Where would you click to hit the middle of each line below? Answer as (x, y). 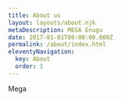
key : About (33, 60)
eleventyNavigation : (42, 52)
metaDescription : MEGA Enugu (55, 30)
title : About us (34, 15)
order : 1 (29, 67)
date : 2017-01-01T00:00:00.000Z (60, 37)
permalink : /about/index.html (57, 45)
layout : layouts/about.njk (52, 23)
